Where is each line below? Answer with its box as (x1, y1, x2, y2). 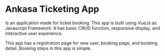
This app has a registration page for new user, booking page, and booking (5, 40, 157, 46)
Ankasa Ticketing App (5, 3, 99, 15)
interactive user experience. (5, 30, 63, 36)
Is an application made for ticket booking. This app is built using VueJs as (5, 20, 157, 26)
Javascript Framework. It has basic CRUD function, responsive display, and (5, 25, 160, 31)
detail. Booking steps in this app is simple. (5, 45, 91, 51)
